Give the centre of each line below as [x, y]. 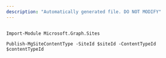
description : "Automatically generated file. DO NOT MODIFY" [84, 12]
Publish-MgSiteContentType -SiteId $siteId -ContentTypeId [81, 44]
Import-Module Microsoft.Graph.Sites [53, 33]
